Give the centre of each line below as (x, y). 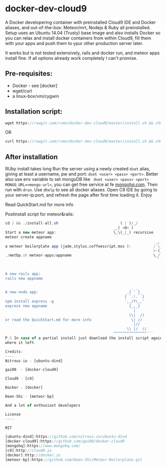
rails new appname (24, 278)
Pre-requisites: (29, 74)
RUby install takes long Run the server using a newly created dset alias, (78, 169)
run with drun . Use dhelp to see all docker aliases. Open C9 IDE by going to (81, 190)
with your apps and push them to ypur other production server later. (74, 43)
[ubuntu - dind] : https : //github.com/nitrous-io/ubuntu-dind (66, 437)
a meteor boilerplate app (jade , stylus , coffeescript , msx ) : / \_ (84, 246)
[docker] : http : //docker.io (33, 455)
